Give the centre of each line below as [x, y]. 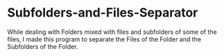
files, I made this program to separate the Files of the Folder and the [104, 39]
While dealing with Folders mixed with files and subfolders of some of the [112, 32]
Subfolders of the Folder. [43, 46]
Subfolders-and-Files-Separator [103, 13]
